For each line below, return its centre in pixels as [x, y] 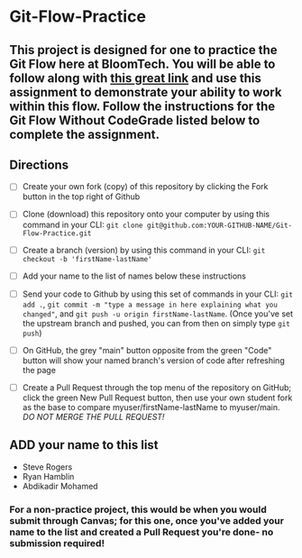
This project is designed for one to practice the [143, 50]
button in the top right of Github [81, 197]
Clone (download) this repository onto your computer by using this [146, 215]
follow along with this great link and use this [135, 78]
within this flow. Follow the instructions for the [142, 106]
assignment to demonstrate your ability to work [146, 92]
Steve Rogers [47, 467]
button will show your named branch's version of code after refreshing [154, 360]
